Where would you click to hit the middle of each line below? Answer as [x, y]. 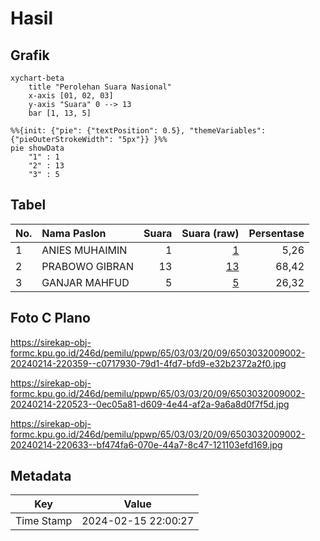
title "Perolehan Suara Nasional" [100, 87]
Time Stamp [44, 521]
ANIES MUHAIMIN [84, 250]
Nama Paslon [74, 233]
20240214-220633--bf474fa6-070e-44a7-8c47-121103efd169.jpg [146, 444]
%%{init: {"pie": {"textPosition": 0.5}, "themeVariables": [138, 131]
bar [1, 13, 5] [60, 113]
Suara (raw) [210, 233]
